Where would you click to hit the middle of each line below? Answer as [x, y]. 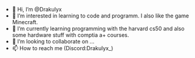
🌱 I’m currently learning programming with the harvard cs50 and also [98, 28]
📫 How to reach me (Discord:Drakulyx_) [63, 48]
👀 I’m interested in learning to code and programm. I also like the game [101, 16]
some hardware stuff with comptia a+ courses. [70, 35]
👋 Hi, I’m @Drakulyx [37, 9]
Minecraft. [25, 22]
